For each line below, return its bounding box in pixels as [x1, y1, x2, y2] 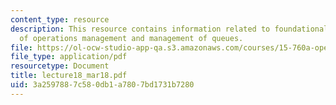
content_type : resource [10, 14, 110, 25]
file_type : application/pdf [10, 52, 128, 62]
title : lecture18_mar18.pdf [10, 71, 128, 81]
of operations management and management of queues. [19, 33, 244, 43]
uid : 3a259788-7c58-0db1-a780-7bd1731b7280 [10, 80, 195, 90]
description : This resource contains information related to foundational [10, 24, 329, 34]
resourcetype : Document [10, 61, 110, 71]
